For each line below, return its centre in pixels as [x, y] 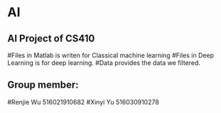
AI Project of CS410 [51, 38]
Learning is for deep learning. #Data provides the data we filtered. [104, 63]
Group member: [43, 85]
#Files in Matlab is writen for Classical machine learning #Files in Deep [111, 55]
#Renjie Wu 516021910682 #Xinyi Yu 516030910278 [83, 102]
